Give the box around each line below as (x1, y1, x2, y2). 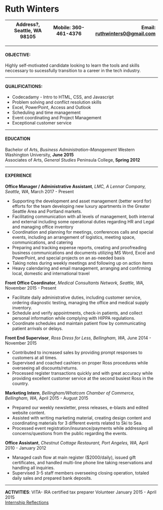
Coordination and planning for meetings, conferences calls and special (12, 229, 154, 235)
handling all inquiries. (12, 465, 55, 471)
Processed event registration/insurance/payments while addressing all (12, 425, 153, 431)
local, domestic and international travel (12, 270, 90, 276)
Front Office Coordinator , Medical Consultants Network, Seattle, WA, (5, 280, 145, 286)
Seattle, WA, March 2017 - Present (5, 188, 74, 194)
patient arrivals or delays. (12, 325, 63, 331)
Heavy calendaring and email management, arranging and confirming (12, 265, 151, 271)
